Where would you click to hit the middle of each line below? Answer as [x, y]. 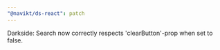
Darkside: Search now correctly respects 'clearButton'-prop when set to [110, 33]
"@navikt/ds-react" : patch [46, 13]
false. [15, 40]
